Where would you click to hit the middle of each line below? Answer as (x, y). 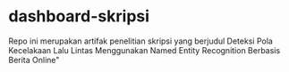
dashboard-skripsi (79, 16)
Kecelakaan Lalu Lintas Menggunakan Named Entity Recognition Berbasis (144, 50)
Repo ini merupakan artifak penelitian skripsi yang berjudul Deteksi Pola (141, 41)
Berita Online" (34, 60)
